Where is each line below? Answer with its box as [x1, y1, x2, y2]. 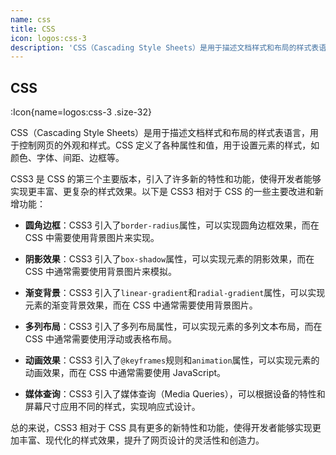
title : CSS [10, 24, 56, 34]
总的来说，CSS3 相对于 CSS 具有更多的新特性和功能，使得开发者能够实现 [10, 422, 313, 434]
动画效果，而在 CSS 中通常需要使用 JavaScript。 [24, 367, 227, 379]
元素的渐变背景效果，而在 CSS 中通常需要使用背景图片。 [24, 299, 258, 311]
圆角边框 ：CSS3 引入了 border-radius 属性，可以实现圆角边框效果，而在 [24, 219, 320, 231]
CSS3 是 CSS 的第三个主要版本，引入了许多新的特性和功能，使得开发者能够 [10, 173, 322, 185]
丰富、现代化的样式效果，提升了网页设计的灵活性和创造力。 [18, 434, 265, 446]
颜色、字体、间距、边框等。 [10, 152, 125, 164]
